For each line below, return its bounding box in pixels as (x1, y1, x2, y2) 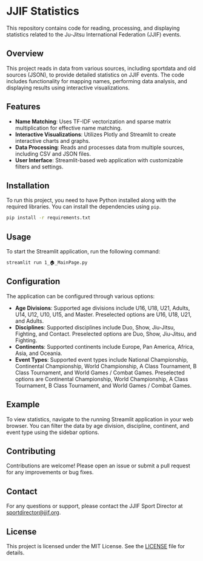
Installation (6, 181, 50, 191)
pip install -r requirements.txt (6, 215, 91, 221)
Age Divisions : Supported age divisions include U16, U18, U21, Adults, (15, 304, 190, 311)
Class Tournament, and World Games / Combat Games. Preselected (15, 369, 185, 376)
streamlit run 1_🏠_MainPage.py (6, 260, 88, 266)
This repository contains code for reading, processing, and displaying (6, 24, 180, 32)
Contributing (6, 446, 56, 456)
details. (6, 549, 25, 556)
